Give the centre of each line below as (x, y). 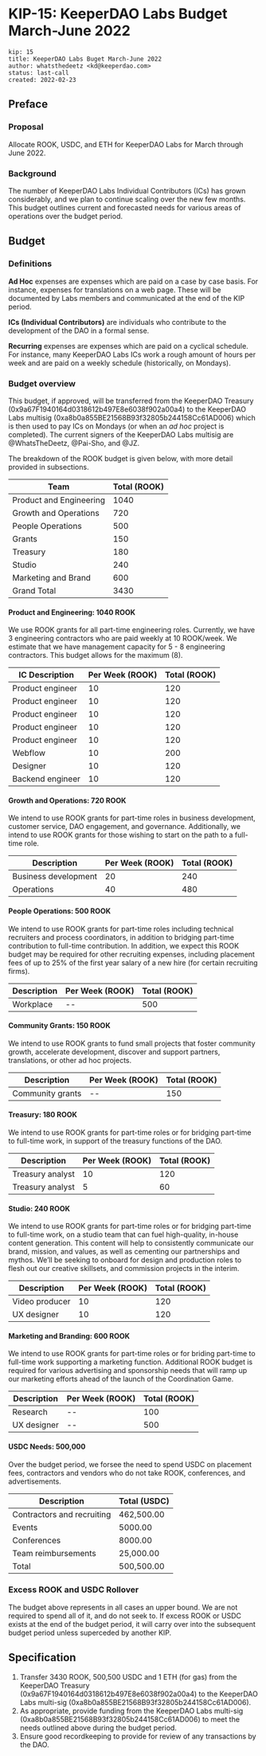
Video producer (41, 1301)
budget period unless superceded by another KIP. (90, 1633)
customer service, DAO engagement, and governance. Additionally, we (125, 827)
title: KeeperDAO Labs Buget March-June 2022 (85, 59)
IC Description (46, 675)
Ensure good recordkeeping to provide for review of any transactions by (138, 1736)
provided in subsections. (49, 467)
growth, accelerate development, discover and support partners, (114, 1051)
